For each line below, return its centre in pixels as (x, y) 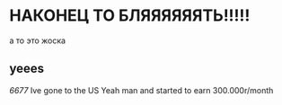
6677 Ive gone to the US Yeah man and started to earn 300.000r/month (141, 90)
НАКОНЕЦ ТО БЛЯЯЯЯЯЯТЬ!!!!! (130, 16)
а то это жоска (37, 40)
